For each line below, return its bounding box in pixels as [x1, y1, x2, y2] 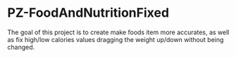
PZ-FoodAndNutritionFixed [7, 5, 170, 21]
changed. [7, 43, 35, 51]
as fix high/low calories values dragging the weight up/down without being [7, 35, 224, 43]
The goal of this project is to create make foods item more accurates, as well [7, 28, 230, 36]
